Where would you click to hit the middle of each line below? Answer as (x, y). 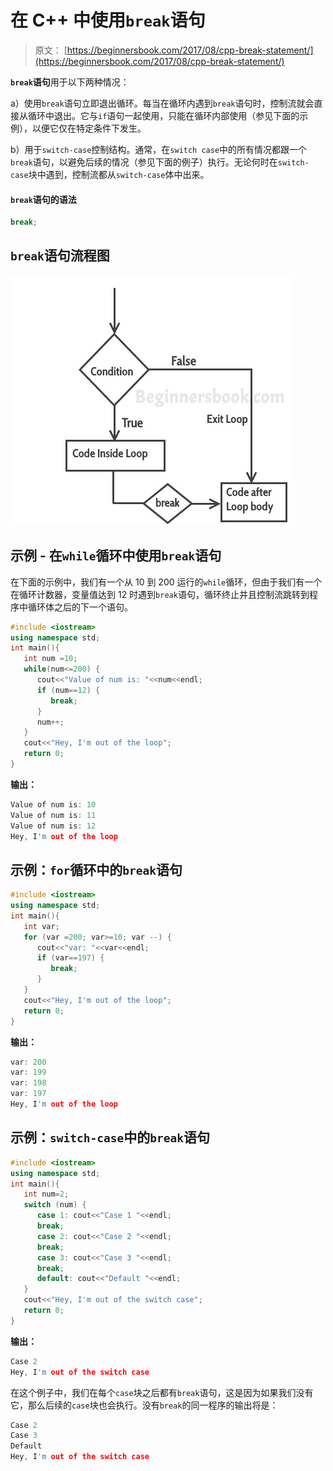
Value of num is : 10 (53, 804)
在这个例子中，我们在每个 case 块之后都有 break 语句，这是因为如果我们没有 (162, 1392)
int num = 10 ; (50, 659)
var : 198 (28, 1083)
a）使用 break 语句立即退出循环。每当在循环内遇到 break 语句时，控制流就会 (162, 103)
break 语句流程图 (60, 256)
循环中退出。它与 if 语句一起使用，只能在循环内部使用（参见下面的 (163, 115)
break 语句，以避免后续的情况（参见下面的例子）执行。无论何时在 (144, 162)
